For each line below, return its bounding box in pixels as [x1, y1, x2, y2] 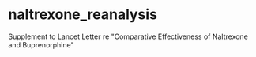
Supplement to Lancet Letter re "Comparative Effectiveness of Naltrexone [8, 32, 249, 41]
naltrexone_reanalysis [8, 6, 158, 24]
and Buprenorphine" [8, 40, 74, 49]
